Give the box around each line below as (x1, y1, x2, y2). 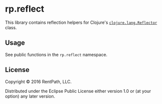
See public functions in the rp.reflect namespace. (5, 52, 108, 57)
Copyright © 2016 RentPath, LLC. (5, 79, 72, 85)
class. (5, 24, 17, 30)
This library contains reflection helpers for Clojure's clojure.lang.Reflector (5, 19, 157, 25)
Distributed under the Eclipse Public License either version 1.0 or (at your (5, 88, 151, 94)
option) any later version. (5, 93, 55, 99)
